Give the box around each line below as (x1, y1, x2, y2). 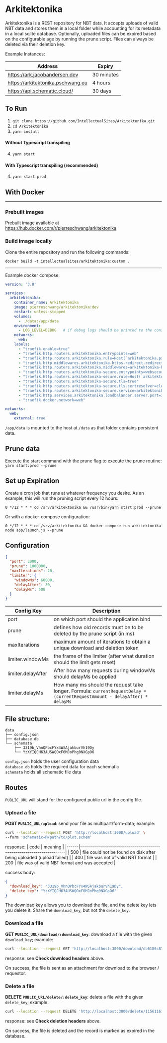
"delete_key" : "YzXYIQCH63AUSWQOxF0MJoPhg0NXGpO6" (9, 888, 117, 893)
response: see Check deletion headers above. (5, 1018, 101, 1024)
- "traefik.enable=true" (18, 346, 70, 351)
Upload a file (5, 809, 36, 816)
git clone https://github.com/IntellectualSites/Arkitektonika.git (12, 118, 155, 123)
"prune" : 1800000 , (9, 564, 48, 569)
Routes (5, 783, 28, 792)
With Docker (5, 188, 45, 196)
